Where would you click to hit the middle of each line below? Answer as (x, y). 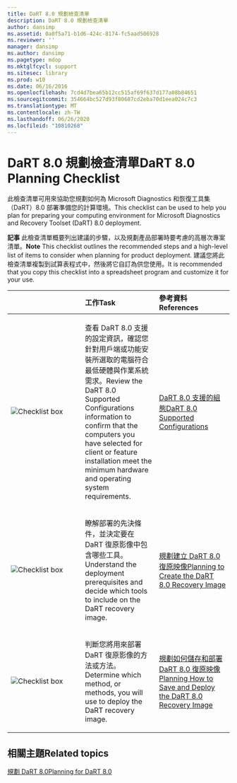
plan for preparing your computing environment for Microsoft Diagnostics (114, 216)
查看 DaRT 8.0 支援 (117, 328)
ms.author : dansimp (36, 54)
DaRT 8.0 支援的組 (190, 398)
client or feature (111, 452)
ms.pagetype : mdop (34, 60)
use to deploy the (114, 702)
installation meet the (119, 461)
